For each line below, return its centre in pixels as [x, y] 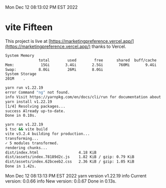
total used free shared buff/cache [97, 60]
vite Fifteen [29, 27]
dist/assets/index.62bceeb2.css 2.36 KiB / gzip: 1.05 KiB [70, 162]
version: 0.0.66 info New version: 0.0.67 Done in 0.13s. [61, 181]
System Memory [20, 55]
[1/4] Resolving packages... [35, 106]
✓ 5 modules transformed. [32, 143]
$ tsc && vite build [27, 129]
